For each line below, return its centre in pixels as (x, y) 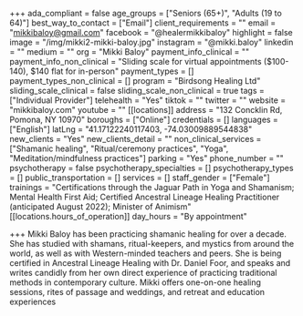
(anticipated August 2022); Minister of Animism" (100, 207)
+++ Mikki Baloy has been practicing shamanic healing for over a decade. (148, 234)
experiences (33, 301)
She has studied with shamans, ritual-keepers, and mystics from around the (152, 244)
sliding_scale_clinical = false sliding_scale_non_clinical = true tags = (137, 91)
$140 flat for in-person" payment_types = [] (112, 71)
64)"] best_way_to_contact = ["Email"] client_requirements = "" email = (143, 23)
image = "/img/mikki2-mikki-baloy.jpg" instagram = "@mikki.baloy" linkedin (151, 42)
